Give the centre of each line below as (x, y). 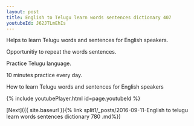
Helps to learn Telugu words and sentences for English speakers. (87, 40)
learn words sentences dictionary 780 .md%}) (63, 117)
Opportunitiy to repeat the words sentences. (61, 52)
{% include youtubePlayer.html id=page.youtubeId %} (73, 99)
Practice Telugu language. (39, 63)
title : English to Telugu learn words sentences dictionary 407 (89, 17)
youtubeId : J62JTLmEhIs (36, 23)
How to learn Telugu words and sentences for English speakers (85, 87)
